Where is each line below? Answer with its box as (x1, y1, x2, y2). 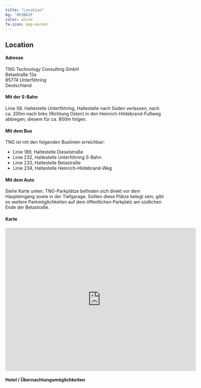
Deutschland (5, 82, 32, 88)
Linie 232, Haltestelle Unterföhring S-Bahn (12, 154, 102, 160)
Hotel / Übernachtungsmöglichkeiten (5, 377, 85, 383)
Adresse (5, 54, 24, 61)
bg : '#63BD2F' (5, 12, 36, 17)
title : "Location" (5, 7, 44, 13)
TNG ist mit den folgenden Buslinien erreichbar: (5, 139, 105, 145)
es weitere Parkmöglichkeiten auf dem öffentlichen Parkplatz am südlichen (5, 199, 162, 205)
